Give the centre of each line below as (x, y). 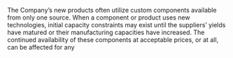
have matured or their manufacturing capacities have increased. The (106, 32)
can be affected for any (41, 47)
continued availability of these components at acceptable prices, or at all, (113, 40)
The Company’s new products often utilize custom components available (112, 10)
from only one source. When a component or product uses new (99, 17)
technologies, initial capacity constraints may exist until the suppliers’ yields (116, 25)
